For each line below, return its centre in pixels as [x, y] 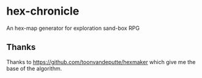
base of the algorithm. [34, 68]
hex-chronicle [43, 11]
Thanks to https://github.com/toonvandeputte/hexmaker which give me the [101, 62]
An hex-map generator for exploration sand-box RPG [73, 28]
